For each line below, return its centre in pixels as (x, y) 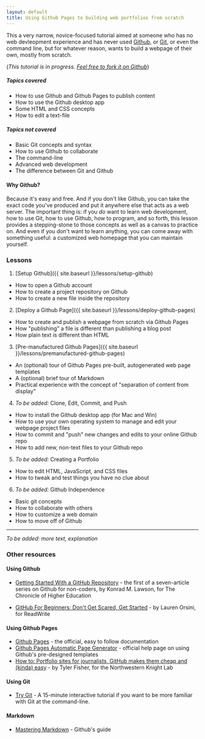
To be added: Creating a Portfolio (57, 459)
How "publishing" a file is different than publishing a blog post (93, 328)
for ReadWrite (33, 614)
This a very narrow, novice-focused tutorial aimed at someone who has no (100, 35)
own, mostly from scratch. (39, 54)
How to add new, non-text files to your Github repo (79, 447)
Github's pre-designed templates (57, 655)
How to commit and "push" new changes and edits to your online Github (106, 434)
